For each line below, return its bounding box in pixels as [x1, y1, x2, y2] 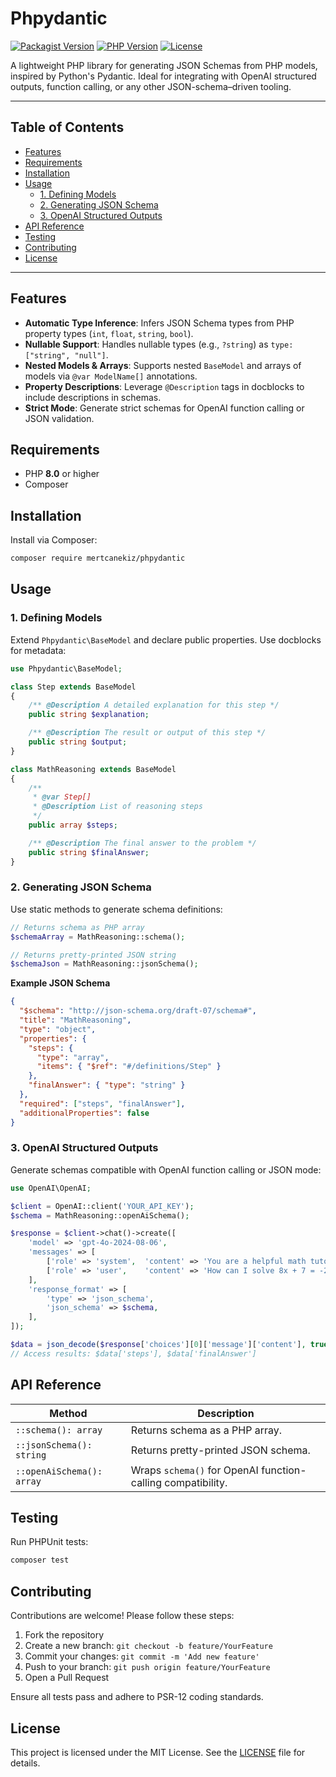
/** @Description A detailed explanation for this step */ [28, 700, 280, 711]
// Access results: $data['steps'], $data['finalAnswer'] [10, 1348, 257, 1359]
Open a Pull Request [24, 1672, 110, 1684]
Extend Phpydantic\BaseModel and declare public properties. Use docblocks [10, 633, 322, 646]
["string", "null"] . [24, 348, 109, 361]
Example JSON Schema [10, 977, 111, 989]
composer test [10, 1555, 70, 1566]
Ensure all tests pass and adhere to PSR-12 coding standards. [10, 1691, 264, 1703]
